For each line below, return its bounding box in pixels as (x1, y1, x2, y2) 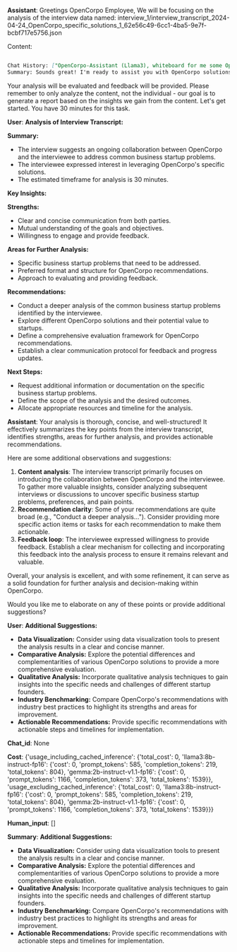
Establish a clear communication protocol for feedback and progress (17, 346, 217, 354)
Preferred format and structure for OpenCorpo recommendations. (17, 266, 209, 274)
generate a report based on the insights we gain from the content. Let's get (7, 96, 226, 105)
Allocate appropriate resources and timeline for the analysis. (17, 403, 193, 412)
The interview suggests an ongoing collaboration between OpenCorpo (17, 145, 223, 153)
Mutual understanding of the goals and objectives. (17, 224, 164, 232)
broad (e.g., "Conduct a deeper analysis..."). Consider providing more (17, 512, 220, 521)
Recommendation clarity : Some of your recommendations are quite (17, 505, 217, 513)
